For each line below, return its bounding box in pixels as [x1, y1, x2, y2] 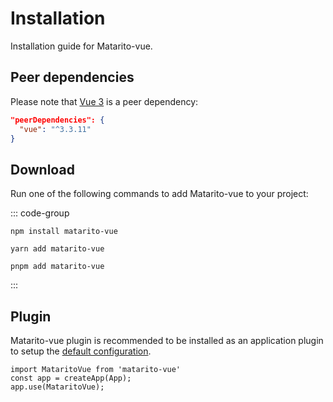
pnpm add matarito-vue [10, 262, 105, 272]
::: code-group [10, 207, 70, 219]
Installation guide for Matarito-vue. [10, 40, 153, 52]
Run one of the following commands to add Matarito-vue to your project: [10, 188, 309, 200]
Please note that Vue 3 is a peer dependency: [10, 95, 199, 107]
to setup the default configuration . [10, 345, 152, 357]
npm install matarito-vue [10, 227, 118, 237]
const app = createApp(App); [10, 373, 132, 383]
